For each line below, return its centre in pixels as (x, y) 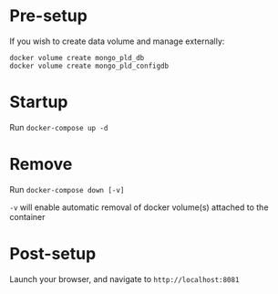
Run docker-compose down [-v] (67, 189)
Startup (39, 102)
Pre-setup (49, 16)
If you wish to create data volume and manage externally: (117, 41)
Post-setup (53, 254)
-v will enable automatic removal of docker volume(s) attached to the (139, 207)
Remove (41, 164)
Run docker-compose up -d (59, 127)
